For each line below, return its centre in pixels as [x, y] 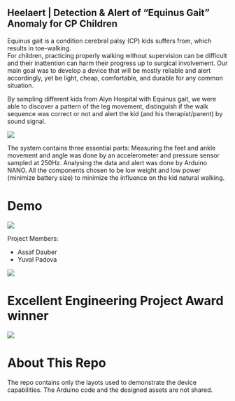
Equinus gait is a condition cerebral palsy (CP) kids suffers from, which [109, 41]
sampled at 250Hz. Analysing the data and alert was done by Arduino [107, 162]
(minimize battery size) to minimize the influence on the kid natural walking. [116, 177]
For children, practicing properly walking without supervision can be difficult [117, 55]
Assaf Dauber [37, 252]
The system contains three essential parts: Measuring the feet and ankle [112, 148]
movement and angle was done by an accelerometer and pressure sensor [114, 155]
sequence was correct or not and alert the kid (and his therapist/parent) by [115, 113]
